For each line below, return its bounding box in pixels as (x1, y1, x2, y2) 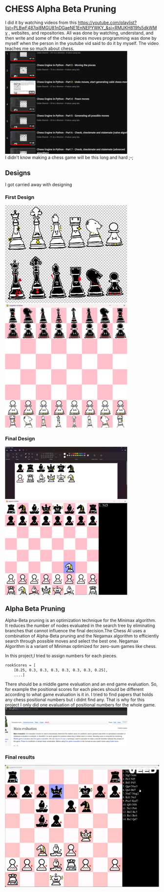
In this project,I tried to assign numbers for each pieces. (5, 653, 118, 659)
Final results (5, 753, 35, 760)
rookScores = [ (5, 663, 36, 668)
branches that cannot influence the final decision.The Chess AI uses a (5, 628, 146, 634)
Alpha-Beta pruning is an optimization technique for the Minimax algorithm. (5, 618, 156, 623)
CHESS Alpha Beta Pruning (5, 3, 116, 15)
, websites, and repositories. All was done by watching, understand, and (8, 30, 154, 36)
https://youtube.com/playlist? (78, 20, 137, 25)
